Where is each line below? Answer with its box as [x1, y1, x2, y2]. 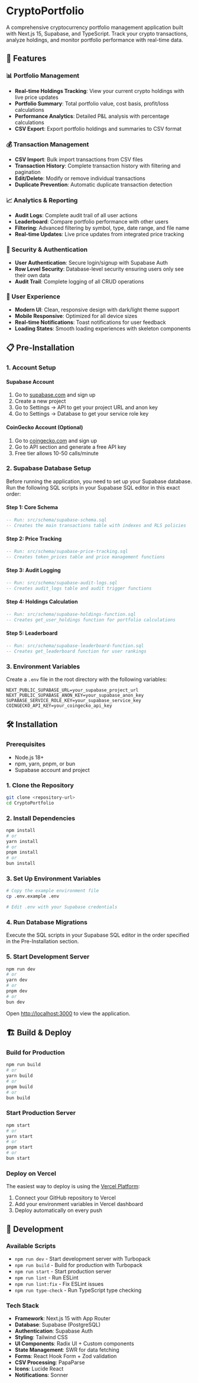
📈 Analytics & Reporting [6, 196, 78, 204]
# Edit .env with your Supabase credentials [6, 904, 118, 910]
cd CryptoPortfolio [6, 800, 54, 806]
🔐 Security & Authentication [6, 246, 87, 254]
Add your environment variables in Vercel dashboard [14, 1201, 144, 1208]
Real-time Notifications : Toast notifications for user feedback [14, 319, 167, 326]
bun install [6, 860, 35, 867]
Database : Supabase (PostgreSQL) [14, 1321, 101, 1329]
